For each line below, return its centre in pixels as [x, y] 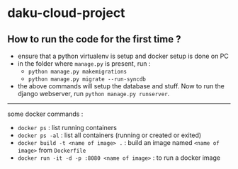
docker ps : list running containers [67, 128]
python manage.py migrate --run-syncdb [87, 79]
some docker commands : [45, 114]
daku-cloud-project [66, 13]
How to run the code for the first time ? [94, 39]
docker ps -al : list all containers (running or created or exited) [109, 135]
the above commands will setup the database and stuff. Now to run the [121, 86]
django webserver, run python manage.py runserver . [93, 94]
